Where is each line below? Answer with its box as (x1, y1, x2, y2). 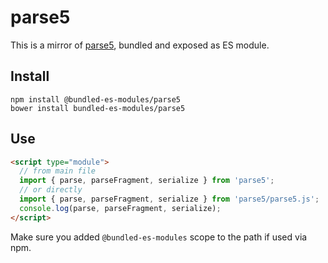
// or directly (19, 185, 83, 195)
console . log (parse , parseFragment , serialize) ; (19, 203, 222, 213)
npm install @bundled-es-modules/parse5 (10, 94, 182, 105)
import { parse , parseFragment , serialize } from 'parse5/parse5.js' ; (19, 194, 320, 205)
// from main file (19, 166, 97, 176)
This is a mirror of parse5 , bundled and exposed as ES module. (10, 39, 270, 51)
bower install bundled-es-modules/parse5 (10, 103, 186, 113)
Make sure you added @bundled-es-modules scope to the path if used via (10, 231, 308, 243)
